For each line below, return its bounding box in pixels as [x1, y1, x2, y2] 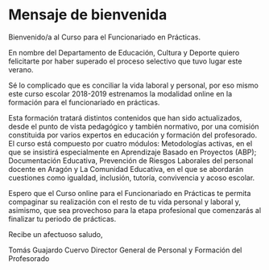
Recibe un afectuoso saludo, [8, 229, 103, 239]
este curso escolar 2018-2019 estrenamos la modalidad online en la [8, 88, 233, 98]
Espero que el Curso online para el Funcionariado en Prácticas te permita [8, 188, 251, 198]
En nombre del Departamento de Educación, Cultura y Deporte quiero [8, 47, 240, 57]
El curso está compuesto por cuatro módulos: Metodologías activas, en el [8, 138, 253, 148]
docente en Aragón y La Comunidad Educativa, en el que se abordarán [8, 164, 244, 174]
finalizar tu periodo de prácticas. [8, 214, 117, 223]
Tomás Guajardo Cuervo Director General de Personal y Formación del [8, 245, 242, 255]
